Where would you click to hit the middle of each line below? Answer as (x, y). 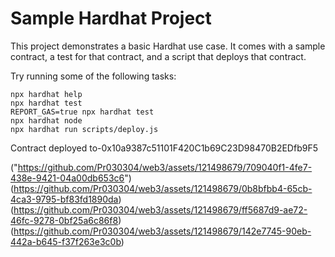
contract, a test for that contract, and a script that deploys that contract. (158, 56)
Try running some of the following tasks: (93, 76)
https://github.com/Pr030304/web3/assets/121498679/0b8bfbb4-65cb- (163, 188)
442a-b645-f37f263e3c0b (66, 241)
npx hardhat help (46, 94)
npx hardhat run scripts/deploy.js (84, 129)
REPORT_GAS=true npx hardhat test (82, 112)
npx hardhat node (46, 120)
